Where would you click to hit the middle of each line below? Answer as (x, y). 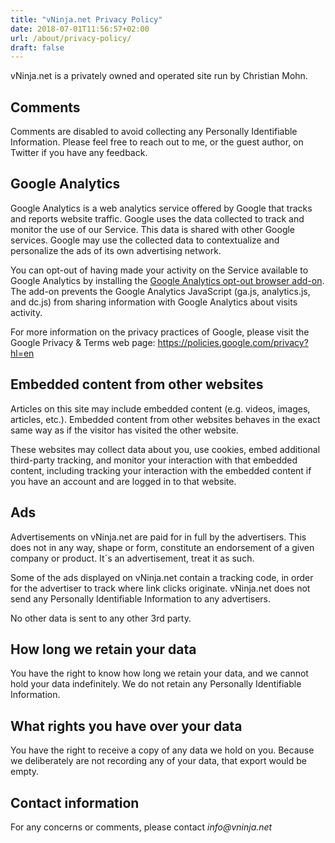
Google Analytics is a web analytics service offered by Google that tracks (161, 208)
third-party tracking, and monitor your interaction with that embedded (154, 460)
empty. (25, 772)
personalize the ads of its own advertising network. (116, 250)
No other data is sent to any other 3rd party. (101, 618)
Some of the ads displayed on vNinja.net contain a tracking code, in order (162, 577)
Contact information (75, 802)
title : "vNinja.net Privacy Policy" (86, 19)
